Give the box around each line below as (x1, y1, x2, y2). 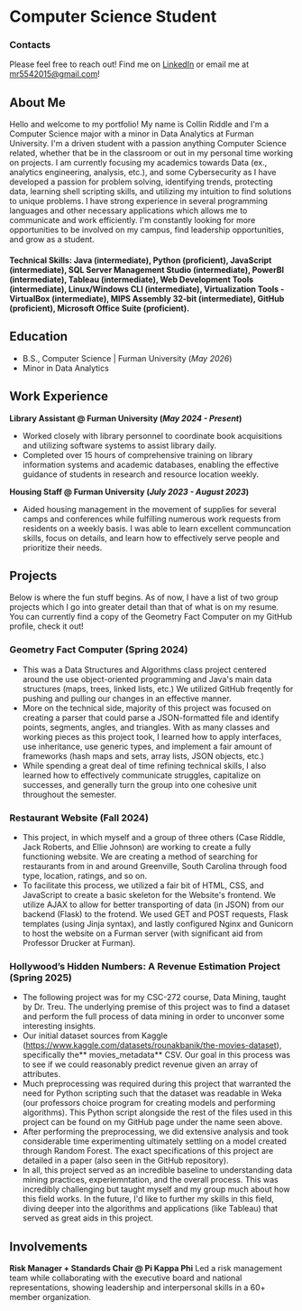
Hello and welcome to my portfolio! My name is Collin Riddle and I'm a (9, 119, 269, 130)
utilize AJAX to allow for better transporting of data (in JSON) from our (22, 899, 285, 910)
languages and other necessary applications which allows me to (9, 205, 248, 216)
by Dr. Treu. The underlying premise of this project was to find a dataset (22, 1001, 290, 1013)
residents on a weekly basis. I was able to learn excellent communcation (22, 522, 291, 534)
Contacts (9, 39, 51, 52)
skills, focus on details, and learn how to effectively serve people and (22, 532, 279, 543)
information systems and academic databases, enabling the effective (22, 459, 279, 470)
